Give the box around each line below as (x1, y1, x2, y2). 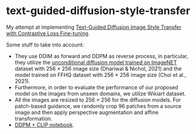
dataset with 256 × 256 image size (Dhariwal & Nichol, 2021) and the (14, 65, 182, 72)
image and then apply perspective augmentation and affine (14, 109, 159, 116)
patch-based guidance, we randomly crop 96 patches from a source (14, 102, 182, 109)
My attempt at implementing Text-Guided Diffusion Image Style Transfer (6, 24, 182, 31)
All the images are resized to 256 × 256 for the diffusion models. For (14, 96, 181, 103)
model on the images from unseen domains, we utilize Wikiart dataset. (14, 90, 186, 97)
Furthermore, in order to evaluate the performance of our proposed (14, 83, 178, 91)
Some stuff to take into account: (6, 41, 84, 48)
